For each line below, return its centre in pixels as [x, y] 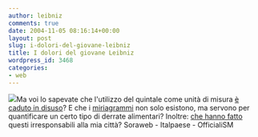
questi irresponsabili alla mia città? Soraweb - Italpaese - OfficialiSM [121, 124]
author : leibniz [35, 16]
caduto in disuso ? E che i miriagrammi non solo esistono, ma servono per [129, 107]
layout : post [30, 38]
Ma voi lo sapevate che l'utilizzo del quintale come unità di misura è [128, 99]
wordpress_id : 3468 [41, 61]
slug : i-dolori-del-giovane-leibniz [69, 46]
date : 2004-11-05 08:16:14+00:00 [64, 30]
